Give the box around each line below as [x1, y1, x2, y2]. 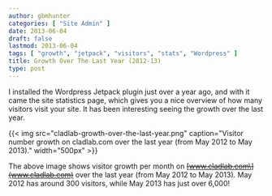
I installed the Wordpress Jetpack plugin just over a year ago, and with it [8, 87, 250, 96]
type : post [8, 65, 45, 73]
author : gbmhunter [8, 11, 71, 20]
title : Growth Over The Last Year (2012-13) [8, 58, 162, 66]
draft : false [8, 34, 53, 43]
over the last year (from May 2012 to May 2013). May [75, 169, 253, 179]
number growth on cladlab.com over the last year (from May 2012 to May [8, 137, 253, 147]
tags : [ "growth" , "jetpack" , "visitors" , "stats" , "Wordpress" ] [8, 49, 238, 58]
